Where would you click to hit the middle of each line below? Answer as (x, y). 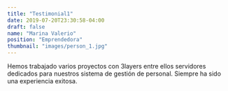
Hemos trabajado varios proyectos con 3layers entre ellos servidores (107, 66)
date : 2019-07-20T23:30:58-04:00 (56, 20)
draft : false (26, 27)
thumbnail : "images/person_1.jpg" (58, 46)
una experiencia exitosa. (42, 81)
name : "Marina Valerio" (42, 33)
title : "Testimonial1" (40, 14)
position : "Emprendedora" (45, 40)
